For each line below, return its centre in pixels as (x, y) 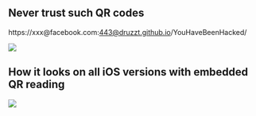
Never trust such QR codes (76, 13)
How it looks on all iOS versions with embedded (128, 72)
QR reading (37, 85)
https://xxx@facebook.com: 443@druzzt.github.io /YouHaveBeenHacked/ (128, 32)
